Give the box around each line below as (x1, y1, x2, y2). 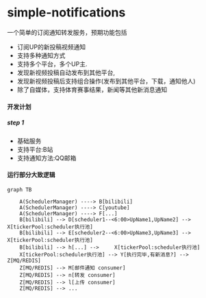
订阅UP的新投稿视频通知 (16, 42, 86, 51)
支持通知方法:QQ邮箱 (16, 154, 77, 162)
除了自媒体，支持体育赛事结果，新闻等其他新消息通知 (16, 85, 168, 94)
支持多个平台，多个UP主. (16, 59, 88, 68)
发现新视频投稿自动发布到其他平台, (16, 68, 115, 77)
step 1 (7, 118, 25, 127)
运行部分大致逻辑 (7, 171, 55, 179)
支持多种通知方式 (16, 51, 66, 59)
